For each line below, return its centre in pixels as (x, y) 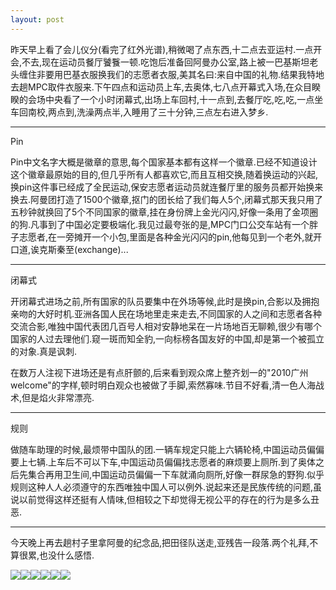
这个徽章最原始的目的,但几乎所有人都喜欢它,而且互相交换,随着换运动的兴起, (164, 174)
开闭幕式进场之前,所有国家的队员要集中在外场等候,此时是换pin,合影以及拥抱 (165, 301)
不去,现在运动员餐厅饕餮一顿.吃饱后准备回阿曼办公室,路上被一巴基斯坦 (165, 62)
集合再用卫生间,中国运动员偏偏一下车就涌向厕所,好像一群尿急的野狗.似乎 (176, 474)
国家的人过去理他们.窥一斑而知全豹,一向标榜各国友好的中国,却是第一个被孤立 (167, 338)
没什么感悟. (71, 555)
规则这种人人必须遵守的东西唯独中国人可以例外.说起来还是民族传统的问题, (162, 487)
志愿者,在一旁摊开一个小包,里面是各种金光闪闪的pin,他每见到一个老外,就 (166, 237)
